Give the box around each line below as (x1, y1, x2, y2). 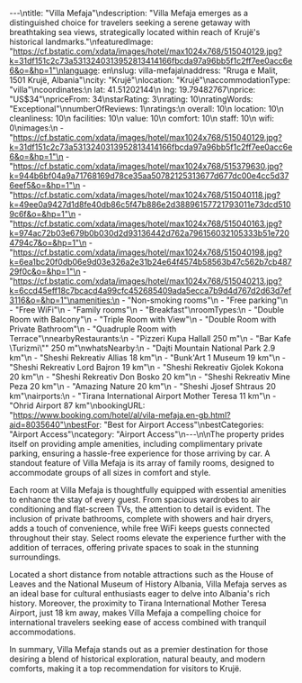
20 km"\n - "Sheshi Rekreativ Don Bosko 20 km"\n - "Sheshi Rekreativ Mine (9, 371, 290, 382)
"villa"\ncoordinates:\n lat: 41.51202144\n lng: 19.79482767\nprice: (9, 85, 256, 95)
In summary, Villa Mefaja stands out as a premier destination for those (9, 644, 269, 654)
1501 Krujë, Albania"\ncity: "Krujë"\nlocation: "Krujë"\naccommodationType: (9, 75, 290, 85)
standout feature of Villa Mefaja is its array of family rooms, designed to (9, 458, 275, 468)
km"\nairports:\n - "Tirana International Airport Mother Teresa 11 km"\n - (9, 391, 277, 401)
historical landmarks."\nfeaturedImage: (9, 36, 154, 47)
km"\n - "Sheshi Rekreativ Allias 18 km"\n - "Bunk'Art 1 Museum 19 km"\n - (9, 352, 286, 363)
